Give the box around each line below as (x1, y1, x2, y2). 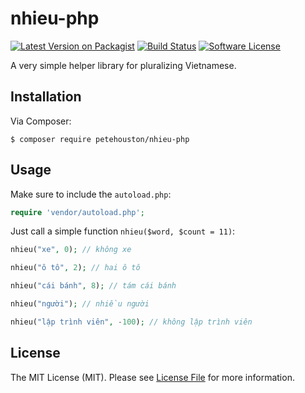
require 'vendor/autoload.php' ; (10, 207, 145, 217)
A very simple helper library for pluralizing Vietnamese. (10, 59, 237, 71)
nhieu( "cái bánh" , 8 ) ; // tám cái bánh (10, 281, 177, 291)
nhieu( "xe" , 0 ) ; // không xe (10, 245, 132, 255)
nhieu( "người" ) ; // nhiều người (10, 299, 150, 309)
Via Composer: (10, 115, 72, 127)
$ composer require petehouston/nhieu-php (10, 134, 190, 144)
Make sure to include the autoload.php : (10, 188, 172, 200)
